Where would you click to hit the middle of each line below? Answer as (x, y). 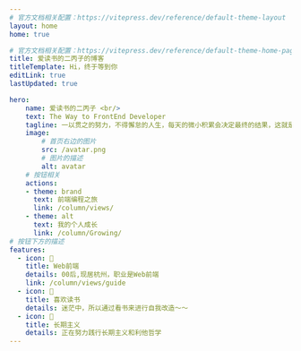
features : (28, 250)
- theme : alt (50, 217)
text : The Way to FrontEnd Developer (96, 116)
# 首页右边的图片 (69, 141)
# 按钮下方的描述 (37, 241)
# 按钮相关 (43, 175)
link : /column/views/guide (76, 283)
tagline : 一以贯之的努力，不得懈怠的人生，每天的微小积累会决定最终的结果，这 (154, 125)
